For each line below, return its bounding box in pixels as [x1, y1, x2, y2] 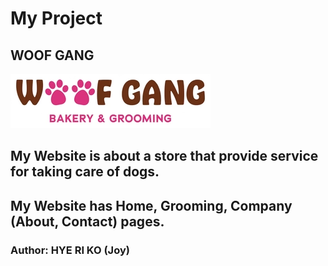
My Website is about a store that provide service [10, 148, 319, 165]
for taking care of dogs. [10, 163, 160, 181]
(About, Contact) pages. [10, 213, 165, 230]
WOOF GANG [10, 47, 95, 64]
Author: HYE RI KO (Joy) [10, 243, 130, 257]
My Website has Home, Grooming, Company [10, 197, 293, 214]
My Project [10, 7, 103, 30]
